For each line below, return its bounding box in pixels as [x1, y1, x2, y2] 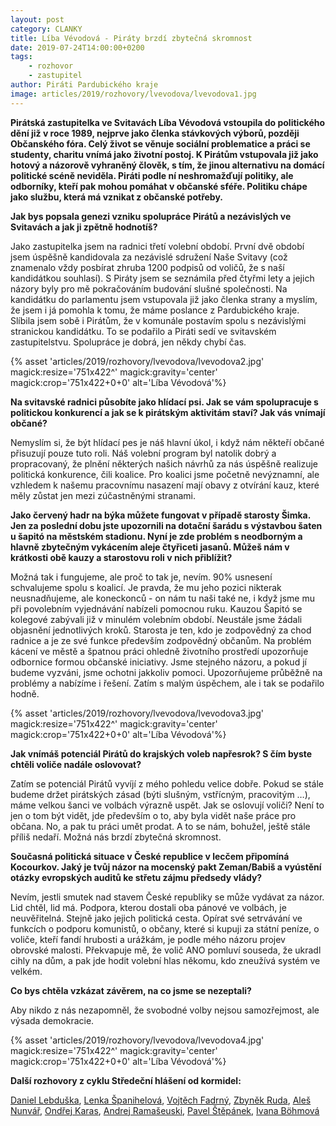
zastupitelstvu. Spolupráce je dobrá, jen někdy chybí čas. [10, 336, 247, 348]
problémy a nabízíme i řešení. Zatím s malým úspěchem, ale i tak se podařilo [10, 677, 325, 689]
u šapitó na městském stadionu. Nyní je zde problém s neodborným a [10, 530, 303, 542]
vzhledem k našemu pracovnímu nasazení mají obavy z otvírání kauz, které [10, 479, 320, 491]
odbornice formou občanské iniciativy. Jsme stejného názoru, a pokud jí [10, 656, 307, 668]
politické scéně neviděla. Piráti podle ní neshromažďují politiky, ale [10, 169, 294, 181]
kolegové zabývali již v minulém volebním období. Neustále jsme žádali [10, 613, 303, 625]
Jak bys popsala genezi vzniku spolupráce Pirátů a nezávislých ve [10, 210, 292, 222]
